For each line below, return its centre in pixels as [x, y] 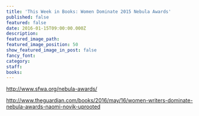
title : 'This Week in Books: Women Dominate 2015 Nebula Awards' [89, 12]
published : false [28, 17]
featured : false [26, 22]
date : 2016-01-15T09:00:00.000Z [46, 28]
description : [22, 34]
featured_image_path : [33, 39]
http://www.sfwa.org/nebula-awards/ [52, 89]
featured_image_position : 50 [42, 45]
